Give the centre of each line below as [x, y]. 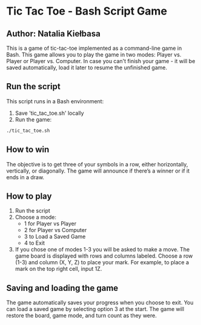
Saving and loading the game [62, 288]
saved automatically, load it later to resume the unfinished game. [87, 67]
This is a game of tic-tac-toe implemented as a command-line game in [94, 48]
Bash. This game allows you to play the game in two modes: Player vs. [94, 55]
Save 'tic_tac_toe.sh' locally [49, 113]
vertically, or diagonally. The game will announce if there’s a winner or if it [98, 171]
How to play [29, 196]
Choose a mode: [35, 217]
